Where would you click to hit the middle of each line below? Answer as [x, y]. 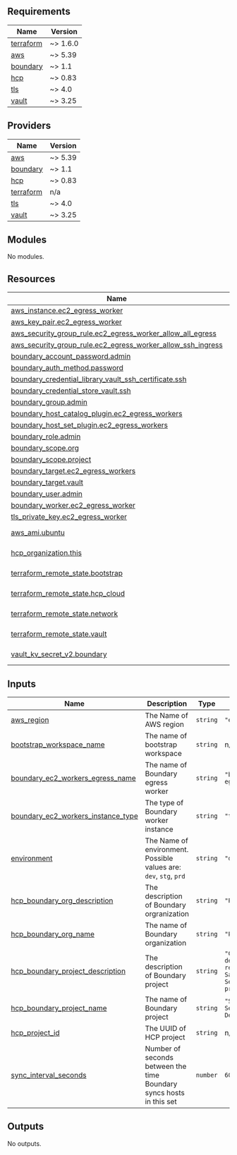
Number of [163, 1049]
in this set [161, 1101]
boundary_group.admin [49, 403]
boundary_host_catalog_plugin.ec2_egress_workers [97, 414]
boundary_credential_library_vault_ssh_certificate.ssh [99, 379]
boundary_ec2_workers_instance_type [75, 816]
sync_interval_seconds [49, 1075]
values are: [163, 867]
